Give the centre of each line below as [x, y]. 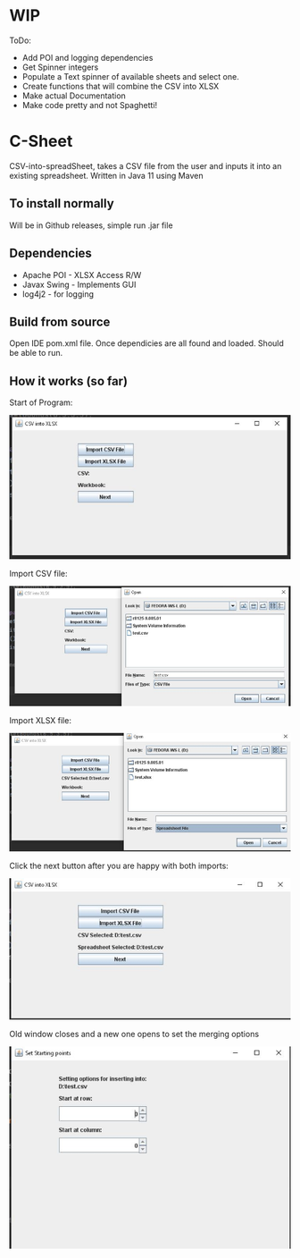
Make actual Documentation [74, 96]
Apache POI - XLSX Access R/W [82, 274]
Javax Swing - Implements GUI [79, 284]
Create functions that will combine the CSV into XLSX [121, 86]
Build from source [60, 321]
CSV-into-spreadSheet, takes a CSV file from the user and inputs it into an [146, 165]
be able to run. [36, 353]
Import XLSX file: [40, 720]
